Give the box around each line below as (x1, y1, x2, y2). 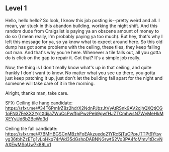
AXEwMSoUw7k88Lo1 (5, 141, 51, 147)
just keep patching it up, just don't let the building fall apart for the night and (5, 75, 162, 81)
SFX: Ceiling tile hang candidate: (5, 100, 73, 106)
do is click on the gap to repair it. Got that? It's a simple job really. (5, 55, 141, 61)
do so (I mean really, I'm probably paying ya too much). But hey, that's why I (5, 33, 163, 39)
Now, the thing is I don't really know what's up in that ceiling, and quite (5, 64, 152, 70)
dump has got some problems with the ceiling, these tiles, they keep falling (5, 44, 160, 50)
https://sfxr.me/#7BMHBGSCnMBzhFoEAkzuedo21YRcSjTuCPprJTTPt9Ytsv (5, 130, 162, 137)
